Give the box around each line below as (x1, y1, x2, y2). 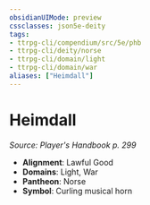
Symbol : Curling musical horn (21, 185, 132, 196)
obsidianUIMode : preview (9, 13, 102, 22)
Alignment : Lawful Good (21, 157, 114, 167)
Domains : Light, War (21, 167, 98, 177)
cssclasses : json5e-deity (9, 21, 105, 30)
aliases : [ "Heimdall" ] (9, 72, 94, 81)
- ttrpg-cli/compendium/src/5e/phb (9, 38, 142, 47)
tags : (9, 30, 29, 38)
